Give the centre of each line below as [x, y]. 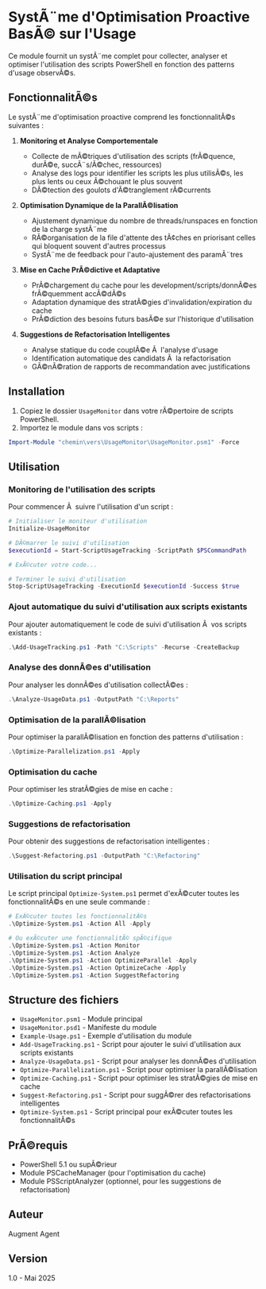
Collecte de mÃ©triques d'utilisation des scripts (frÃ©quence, [133, 156]
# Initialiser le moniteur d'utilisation [78, 521]
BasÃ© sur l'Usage [72, 34]
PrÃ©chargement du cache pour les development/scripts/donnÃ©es [144, 285]
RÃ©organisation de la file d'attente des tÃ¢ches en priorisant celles [144, 237]
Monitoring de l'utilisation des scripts [82, 489]
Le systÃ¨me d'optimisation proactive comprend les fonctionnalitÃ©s [122, 117]
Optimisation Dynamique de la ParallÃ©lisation [99, 205]
